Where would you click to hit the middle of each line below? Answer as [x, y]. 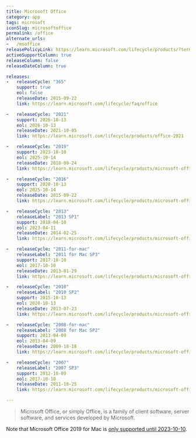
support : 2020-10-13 [41, 184]
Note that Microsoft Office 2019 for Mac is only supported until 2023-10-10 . [97, 429]
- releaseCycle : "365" [36, 82]
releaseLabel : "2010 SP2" [48, 292]
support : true [34, 88]
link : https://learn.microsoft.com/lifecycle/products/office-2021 [100, 136]
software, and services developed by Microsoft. [78, 418]
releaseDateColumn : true [36, 66]
